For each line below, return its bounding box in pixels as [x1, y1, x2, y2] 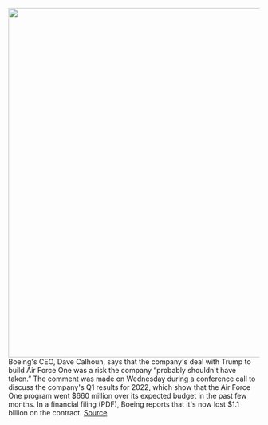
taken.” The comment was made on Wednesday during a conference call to [8, 374, 256, 383]
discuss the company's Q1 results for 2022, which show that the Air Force [8, 383, 251, 391]
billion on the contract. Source [8, 408, 108, 417]
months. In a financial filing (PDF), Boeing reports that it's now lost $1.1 [8, 399, 239, 409]
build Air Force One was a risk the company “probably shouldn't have [8, 366, 237, 375]
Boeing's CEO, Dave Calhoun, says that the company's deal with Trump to [8, 357, 251, 367]
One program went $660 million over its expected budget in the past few [8, 391, 247, 400]
